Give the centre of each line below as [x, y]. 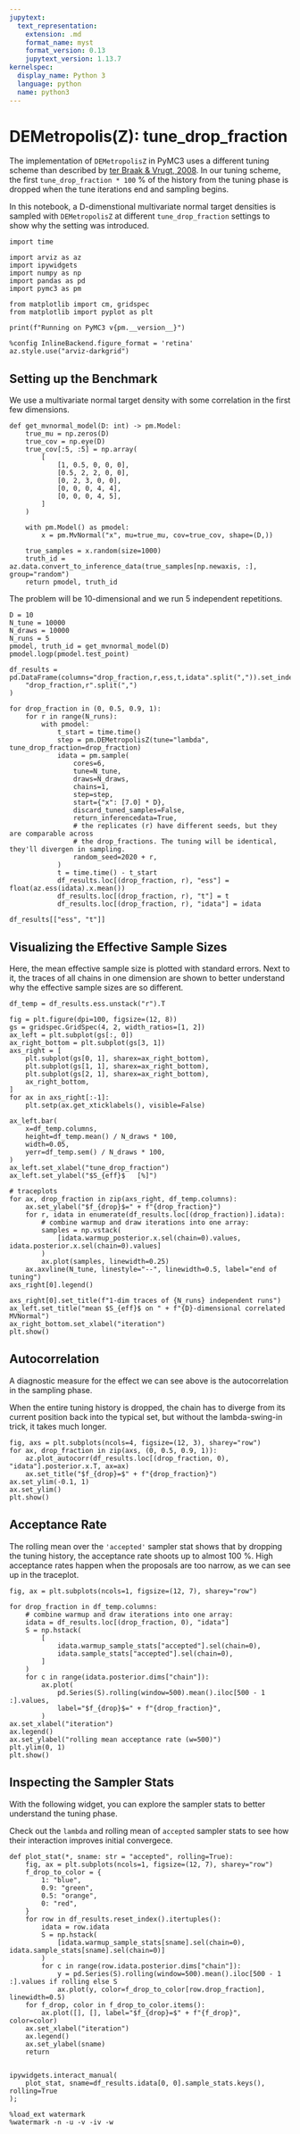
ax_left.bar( [33, 1121]
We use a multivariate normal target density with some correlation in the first [150, 400]
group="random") [39, 575]
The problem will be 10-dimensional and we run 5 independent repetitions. [146, 599]
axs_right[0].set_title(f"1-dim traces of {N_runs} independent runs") [145, 1301]
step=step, [93, 795]
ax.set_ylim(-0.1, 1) [50, 1482]
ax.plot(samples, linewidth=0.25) [105, 1262]
